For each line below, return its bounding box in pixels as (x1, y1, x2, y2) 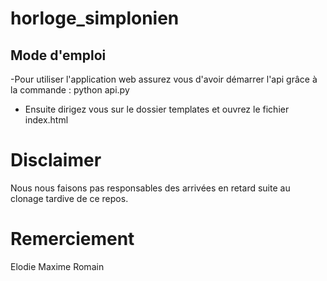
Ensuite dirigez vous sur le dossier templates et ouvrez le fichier (24, 103, 290, 115)
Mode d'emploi (10, 47, 107, 64)
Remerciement (10, 228, 135, 251)
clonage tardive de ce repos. (10, 192, 129, 204)
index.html (24, 114, 69, 126)
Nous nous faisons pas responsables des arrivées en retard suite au (10, 182, 291, 194)
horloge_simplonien (10, 7, 180, 30)
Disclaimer (10, 149, 102, 172)
